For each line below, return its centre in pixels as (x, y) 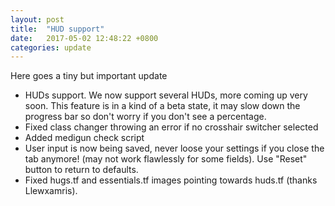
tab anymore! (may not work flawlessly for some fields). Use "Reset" (166, 159)
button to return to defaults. (81, 170)
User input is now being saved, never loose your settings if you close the (174, 148)
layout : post (37, 19)
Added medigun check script (84, 138)
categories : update (51, 47)
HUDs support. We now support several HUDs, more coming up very (166, 95)
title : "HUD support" (57, 29)
